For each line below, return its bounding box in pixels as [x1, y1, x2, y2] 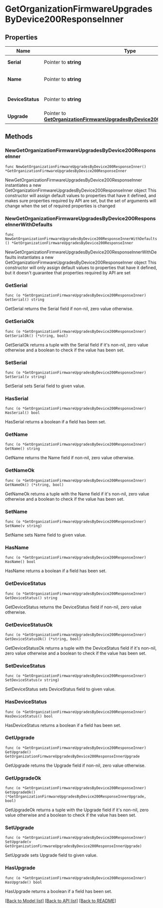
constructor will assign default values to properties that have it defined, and [5, 192, 156, 198]
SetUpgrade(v [5, 839, 32, 845]
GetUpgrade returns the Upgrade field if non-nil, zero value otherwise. [5, 763, 146, 768]
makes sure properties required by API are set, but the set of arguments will [5, 198, 156, 203]
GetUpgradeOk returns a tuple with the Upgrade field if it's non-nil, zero [5, 807, 149, 813]
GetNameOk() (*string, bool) [5, 482, 64, 487]
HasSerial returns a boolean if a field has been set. [5, 419, 106, 425]
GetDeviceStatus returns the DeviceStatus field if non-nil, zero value [5, 604, 142, 610]
